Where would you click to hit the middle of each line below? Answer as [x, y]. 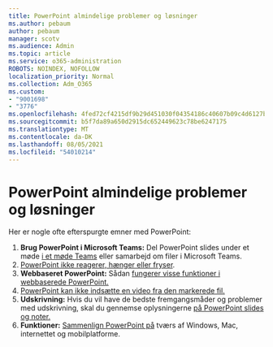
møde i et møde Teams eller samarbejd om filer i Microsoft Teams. [131, 256]
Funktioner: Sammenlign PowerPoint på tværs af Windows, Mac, [129, 325]
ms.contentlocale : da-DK [50, 137]
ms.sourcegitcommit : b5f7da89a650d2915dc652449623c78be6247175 [118, 122]
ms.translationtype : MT [49, 129]
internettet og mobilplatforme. [70, 334]
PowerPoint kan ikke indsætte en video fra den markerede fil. [122, 291]
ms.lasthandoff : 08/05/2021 [56, 144]
